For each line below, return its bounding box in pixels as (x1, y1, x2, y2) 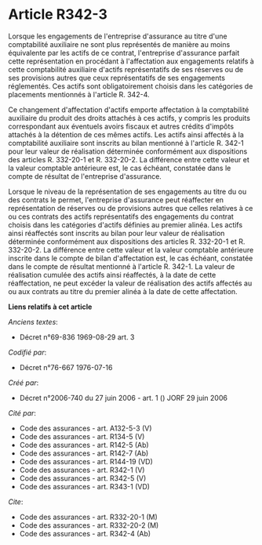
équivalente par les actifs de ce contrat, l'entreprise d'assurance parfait (8, 48, 240, 57)
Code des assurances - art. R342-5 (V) (19, 473, 147, 483)
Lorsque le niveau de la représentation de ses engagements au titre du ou (8, 187, 247, 196)
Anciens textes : (8, 317, 59, 326)
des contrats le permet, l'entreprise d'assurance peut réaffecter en (8, 194, 224, 205)
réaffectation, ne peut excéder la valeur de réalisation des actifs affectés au (8, 278, 253, 288)
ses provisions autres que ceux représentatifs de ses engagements (8, 73, 226, 82)
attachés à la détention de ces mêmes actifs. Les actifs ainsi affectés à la (8, 129, 245, 139)
